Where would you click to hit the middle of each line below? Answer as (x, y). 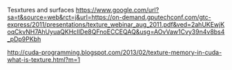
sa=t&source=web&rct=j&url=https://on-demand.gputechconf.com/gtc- (109, 17)
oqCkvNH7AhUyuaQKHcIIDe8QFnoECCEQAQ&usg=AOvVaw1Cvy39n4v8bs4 (116, 32)
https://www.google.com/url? (117, 10)
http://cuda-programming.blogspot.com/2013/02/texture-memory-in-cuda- (115, 52)
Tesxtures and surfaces (41, 10)
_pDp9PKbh (24, 39)
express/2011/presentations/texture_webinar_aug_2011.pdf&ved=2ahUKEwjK (116, 24)
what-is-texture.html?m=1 (44, 60)
